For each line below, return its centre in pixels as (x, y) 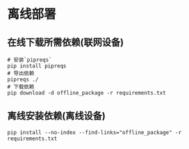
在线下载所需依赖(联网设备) (65, 42)
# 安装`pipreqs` (30, 60)
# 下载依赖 (21, 87)
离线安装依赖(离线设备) (56, 116)
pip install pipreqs (37, 66)
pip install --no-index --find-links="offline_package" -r (94, 132)
